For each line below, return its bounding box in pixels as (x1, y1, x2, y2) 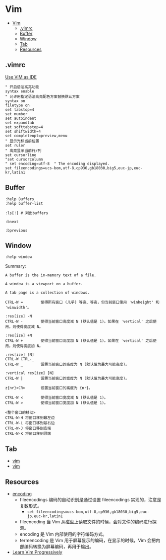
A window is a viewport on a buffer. (5, 282, 83, 287)
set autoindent (5, 116, 37, 121)
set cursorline (5, 153, 37, 158)
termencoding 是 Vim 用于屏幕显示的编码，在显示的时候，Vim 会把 (19, 538, 156, 543)
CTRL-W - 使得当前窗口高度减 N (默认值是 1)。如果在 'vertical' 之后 (5, 319, 153, 324)
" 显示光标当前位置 (5, 138, 40, 144)
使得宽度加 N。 (16, 344, 43, 349)
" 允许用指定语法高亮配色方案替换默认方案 (5, 94, 80, 99)
